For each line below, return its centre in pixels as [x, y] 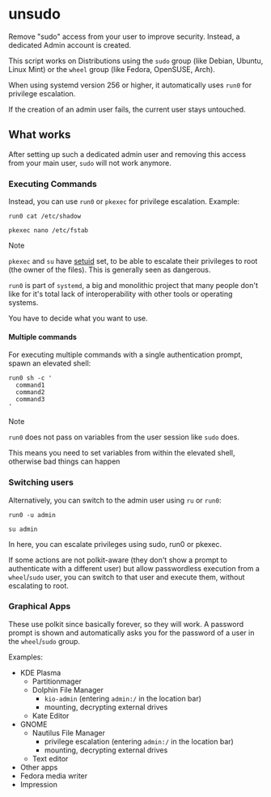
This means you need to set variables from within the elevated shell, [122, 453]
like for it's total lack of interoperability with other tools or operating [121, 294]
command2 [30, 392]
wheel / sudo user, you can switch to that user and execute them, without [127, 577]
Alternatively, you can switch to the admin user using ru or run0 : [115, 500]
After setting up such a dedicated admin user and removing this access [127, 154]
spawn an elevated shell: [50, 363]
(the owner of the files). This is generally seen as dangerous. [110, 270]
